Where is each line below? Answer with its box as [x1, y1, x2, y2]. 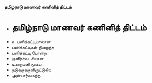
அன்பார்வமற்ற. [11, 72, 42, 78]
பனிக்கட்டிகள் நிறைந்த [11, 44, 54, 50]
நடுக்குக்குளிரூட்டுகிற [11, 67, 52, 73]
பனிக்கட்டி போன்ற [11, 50, 47, 56]
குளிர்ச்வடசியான [11, 55, 44, 61]
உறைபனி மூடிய [11, 61, 42, 67]
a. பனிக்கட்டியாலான [11, 38, 51, 44]
